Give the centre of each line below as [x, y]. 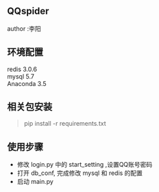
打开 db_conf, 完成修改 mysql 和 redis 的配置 [79, 173]
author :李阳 [24, 28]
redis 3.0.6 [22, 69]
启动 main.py [35, 182]
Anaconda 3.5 [27, 83]
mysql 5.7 [21, 76]
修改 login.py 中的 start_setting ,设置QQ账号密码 [85, 165]
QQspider [28, 11]
